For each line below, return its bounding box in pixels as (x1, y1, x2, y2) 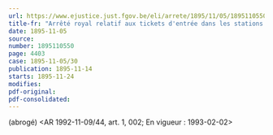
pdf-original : (8, 87, 57, 96)
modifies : (8, 80, 42, 88)
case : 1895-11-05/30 (8, 58, 79, 66)
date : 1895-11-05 (8, 27, 67, 35)
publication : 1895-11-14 (8, 65, 93, 73)
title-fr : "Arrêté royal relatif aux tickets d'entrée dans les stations (8, 20, 264, 28)
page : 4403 (8, 50, 45, 58)
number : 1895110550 (8, 42, 75, 50)
